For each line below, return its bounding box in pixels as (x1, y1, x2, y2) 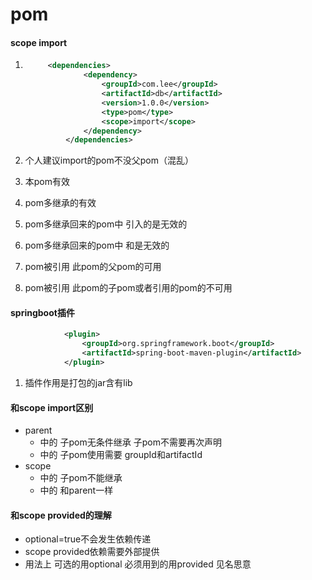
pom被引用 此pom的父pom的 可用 (24, 261, 162, 273)
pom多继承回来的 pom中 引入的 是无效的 (24, 218, 188, 230)
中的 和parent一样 (39, 484, 114, 497)
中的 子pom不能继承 (39, 472, 123, 484)
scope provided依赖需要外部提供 (24, 546, 160, 558)
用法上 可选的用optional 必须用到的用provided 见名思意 (24, 558, 252, 570)
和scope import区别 (10, 401, 94, 413)
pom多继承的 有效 (24, 197, 97, 209)
